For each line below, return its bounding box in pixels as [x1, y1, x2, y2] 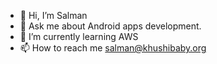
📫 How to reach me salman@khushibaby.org [19, 42, 207, 54]
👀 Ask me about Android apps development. [19, 20, 202, 32]
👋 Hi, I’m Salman [19, 10, 88, 21]
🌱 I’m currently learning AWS [19, 31, 139, 42]
